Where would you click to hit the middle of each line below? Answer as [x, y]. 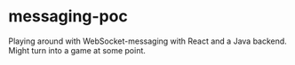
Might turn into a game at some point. [77, 50]
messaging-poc [68, 16]
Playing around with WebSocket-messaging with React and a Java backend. [148, 41]
